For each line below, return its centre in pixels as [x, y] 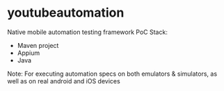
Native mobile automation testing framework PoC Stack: [88, 32]
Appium [29, 53]
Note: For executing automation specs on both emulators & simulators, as [112, 74]
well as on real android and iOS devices [64, 81]
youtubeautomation [66, 13]
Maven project [38, 45]
